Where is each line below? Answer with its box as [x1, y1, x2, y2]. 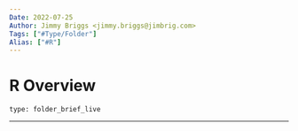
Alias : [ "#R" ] [9, 37, 62, 47]
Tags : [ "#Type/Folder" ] [9, 29, 98, 38]
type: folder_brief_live [9, 105, 101, 114]
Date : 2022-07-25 [9, 12, 74, 22]
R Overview [9, 76, 96, 96]
